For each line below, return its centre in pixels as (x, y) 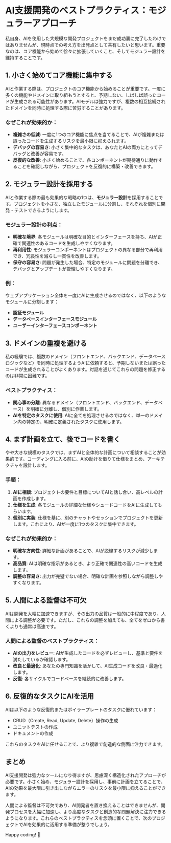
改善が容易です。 (48, 154)
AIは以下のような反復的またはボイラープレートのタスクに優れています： (81, 709)
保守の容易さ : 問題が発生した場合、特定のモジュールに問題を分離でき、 (87, 263)
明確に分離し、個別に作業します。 (66, 409)
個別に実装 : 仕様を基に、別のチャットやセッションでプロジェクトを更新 (88, 517)
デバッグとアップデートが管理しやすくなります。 (64, 269)
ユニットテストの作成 (35, 727)
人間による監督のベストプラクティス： (52, 641)
